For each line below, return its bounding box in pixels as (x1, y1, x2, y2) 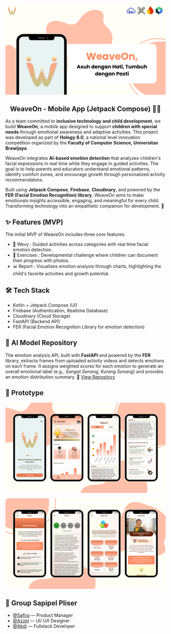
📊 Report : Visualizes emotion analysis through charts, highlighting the (12, 263, 161, 270)
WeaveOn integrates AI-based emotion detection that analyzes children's (5, 155, 161, 161)
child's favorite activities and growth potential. (12, 271, 110, 277)
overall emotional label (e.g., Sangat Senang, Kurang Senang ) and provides (5, 368, 164, 374)
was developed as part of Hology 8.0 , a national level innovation (5, 134, 141, 140)
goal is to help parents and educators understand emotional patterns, (5, 166, 151, 172)
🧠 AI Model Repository (5, 338, 77, 347)
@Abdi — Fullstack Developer (12, 623, 75, 629)
